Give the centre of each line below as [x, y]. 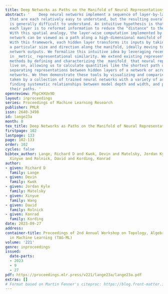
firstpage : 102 [21, 130]
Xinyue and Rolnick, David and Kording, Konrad [60, 158]
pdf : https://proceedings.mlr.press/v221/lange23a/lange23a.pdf [73, 275]
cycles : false [20, 149]
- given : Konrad [22, 214]
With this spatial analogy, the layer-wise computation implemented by [86, 33]
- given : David [21, 205]
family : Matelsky [28, 191]
